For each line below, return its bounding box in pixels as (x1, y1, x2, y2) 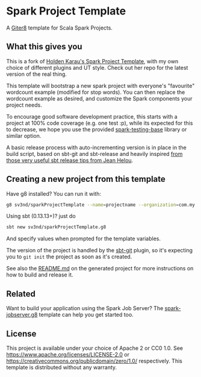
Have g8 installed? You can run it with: (6, 190, 101, 197)
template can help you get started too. (39, 311, 134, 319)
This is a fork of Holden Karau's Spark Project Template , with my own (6, 57, 179, 64)
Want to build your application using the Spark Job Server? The (6, 305, 164, 312)
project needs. (6, 101, 42, 108)
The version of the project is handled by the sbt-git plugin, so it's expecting (6, 247, 193, 254)
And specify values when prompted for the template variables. (6, 235, 161, 242)
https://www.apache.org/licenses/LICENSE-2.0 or (6, 351, 129, 358)
